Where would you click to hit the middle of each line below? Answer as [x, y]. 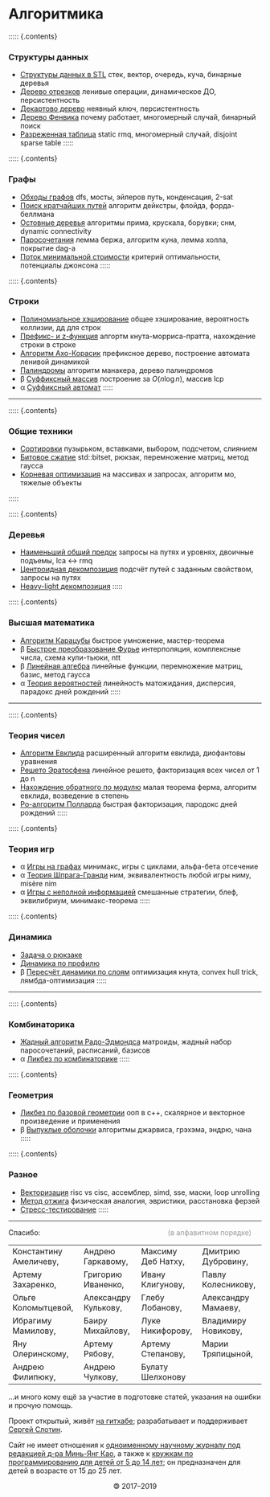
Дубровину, [225, 1261]
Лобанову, [162, 1307]
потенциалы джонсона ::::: [65, 265]
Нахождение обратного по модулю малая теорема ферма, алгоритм [138, 787]
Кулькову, [103, 1307]
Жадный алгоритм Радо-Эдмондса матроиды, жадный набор [126, 1041]
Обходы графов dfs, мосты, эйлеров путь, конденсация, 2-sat [126, 197]
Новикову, [222, 1331]
